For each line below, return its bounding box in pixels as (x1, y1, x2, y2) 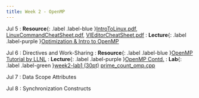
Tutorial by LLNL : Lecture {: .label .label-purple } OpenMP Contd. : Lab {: (6, 55, 182, 62)
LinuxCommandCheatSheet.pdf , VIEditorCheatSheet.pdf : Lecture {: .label (6, 31, 186, 39)
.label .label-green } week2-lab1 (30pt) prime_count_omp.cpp (6, 62, 156, 69)
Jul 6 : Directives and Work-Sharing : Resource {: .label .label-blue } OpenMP (6, 49, 193, 56)
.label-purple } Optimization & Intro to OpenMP (6, 37, 119, 45)
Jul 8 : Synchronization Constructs (6, 84, 91, 92)
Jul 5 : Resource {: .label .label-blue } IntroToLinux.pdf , (6, 25, 138, 32)
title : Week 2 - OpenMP (6, 8, 66, 15)
